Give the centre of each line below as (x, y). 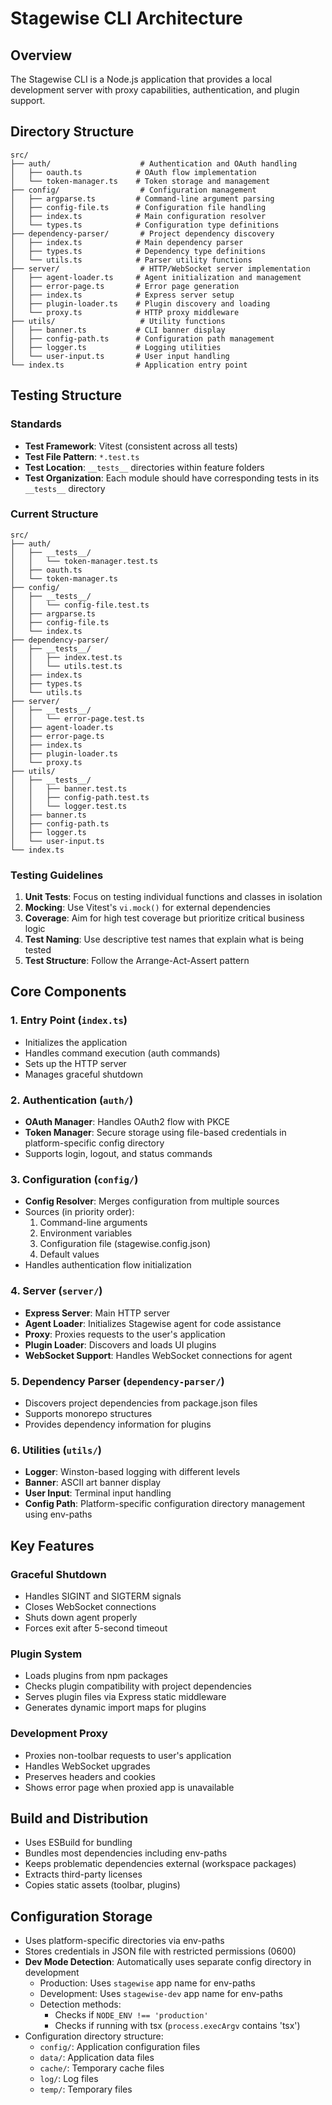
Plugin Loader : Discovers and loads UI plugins (120, 1344)
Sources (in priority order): (79, 1212)
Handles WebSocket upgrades (87, 1766)
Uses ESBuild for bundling (78, 1843)
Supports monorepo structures (88, 1413)
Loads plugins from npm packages (96, 1676)
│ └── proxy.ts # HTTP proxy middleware (125, 312)
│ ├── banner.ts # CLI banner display (118, 330)
